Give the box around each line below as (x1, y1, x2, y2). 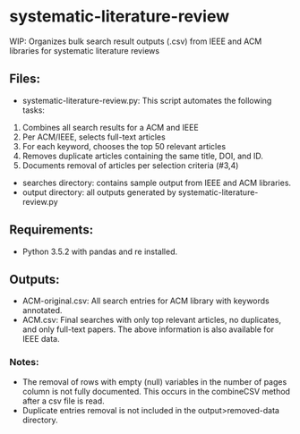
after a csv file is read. (21, 396, 105, 406)
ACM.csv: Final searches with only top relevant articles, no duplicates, (21, 315, 282, 326)
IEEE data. (21, 334, 60, 345)
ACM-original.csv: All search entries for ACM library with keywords (21, 295, 270, 306)
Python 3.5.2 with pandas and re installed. (21, 246, 178, 257)
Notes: (9, 356, 39, 369)
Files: (9, 72, 40, 87)
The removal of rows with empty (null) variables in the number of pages (21, 376, 287, 387)
